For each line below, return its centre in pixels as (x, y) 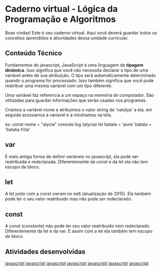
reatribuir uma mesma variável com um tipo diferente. (59, 86)
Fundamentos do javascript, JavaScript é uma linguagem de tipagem (74, 65)
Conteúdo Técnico (34, 53)
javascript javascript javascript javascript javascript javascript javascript (77, 263)
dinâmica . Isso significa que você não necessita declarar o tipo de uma (77, 70)
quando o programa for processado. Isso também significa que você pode (80, 80)
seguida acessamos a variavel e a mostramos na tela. (59, 115)
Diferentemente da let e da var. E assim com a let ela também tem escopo (79, 231)
